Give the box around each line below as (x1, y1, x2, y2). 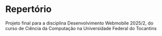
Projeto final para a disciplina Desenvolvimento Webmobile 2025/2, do (5, 20, 154, 26)
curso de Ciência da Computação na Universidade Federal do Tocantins (5, 25, 157, 31)
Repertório (5, 3, 52, 15)
